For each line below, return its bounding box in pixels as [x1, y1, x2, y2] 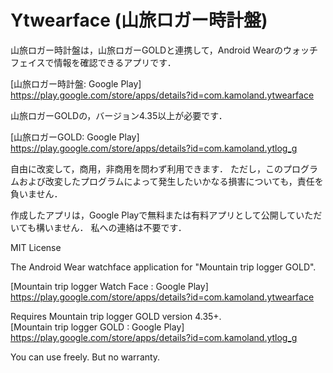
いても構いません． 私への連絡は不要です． [10, 221, 187, 233]
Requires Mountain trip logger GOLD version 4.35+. [10, 310, 222, 322]
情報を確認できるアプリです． [53, 56, 177, 68]
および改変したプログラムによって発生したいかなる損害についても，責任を [18, 175, 324, 187]
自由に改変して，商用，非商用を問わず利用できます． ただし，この [10, 162, 283, 175]
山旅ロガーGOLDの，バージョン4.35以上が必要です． [10, 109, 228, 121]
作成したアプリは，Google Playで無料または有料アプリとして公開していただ [10, 209, 323, 221]
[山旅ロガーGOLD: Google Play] [10, 131, 140, 143]
